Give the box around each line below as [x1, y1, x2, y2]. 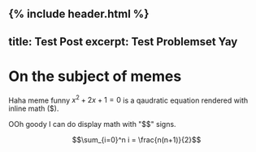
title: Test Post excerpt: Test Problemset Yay [8, 35, 238, 49]
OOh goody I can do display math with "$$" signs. [8, 120, 176, 129]
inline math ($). [8, 103, 59, 113]
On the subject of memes [8, 67, 182, 85]
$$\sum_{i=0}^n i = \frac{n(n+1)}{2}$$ [72, 135, 202, 145]
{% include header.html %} [8, 7, 150, 21]
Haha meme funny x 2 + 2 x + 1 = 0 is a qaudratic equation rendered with [8, 94, 249, 105]
